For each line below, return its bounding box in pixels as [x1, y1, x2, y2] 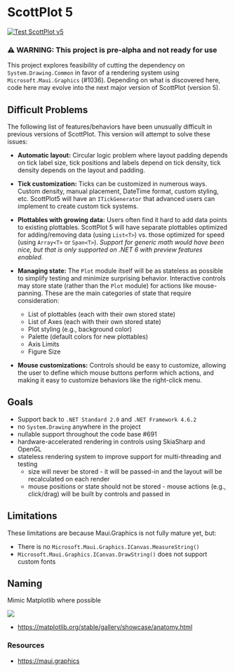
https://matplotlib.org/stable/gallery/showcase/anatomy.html [17, 623, 193, 631]
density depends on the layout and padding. [17, 166, 145, 174]
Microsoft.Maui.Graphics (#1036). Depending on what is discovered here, [7, 76, 221, 84]
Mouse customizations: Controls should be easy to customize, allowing [17, 361, 227, 370]
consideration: [17, 297, 60, 305]
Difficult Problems [7, 103, 88, 116]
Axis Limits [27, 340, 60, 349]
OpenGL [17, 444, 42, 453]
